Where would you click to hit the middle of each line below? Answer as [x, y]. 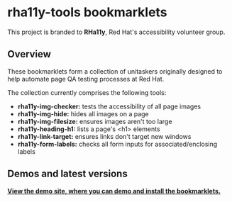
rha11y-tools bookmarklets [88, 12]
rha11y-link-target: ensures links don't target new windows [104, 136]
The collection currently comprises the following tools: [87, 92]
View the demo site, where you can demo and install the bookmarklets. [114, 191]
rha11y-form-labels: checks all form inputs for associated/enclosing [117, 144]
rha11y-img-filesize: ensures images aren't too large [95, 121]
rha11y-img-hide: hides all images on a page [83, 113]
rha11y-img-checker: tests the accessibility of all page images [109, 106]
